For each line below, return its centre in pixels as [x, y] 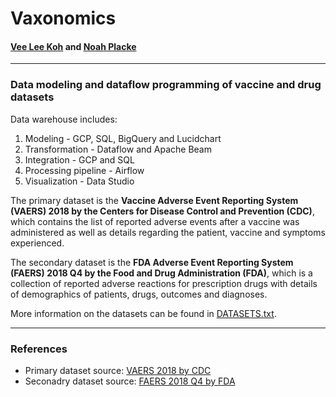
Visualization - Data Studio [79, 181]
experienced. [37, 243]
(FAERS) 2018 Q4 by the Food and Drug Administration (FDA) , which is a [161, 273]
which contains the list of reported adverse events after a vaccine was [155, 221]
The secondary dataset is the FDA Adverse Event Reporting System [152, 262]
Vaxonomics [63, 18]
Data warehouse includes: [64, 119]
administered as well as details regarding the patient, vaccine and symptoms [168, 232]
